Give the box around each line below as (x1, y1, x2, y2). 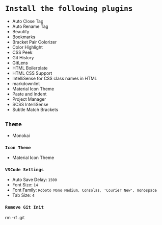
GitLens (12, 60, 28, 66)
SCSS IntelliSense (12, 101, 49, 107)
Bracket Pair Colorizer (12, 39, 57, 45)
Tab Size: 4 (12, 192, 35, 198)
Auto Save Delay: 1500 (12, 177, 57, 182)
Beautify (12, 28, 29, 34)
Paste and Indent (12, 91, 47, 97)
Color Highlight (12, 44, 43, 50)
